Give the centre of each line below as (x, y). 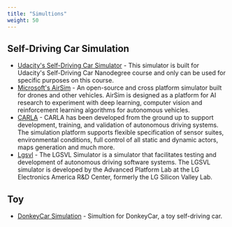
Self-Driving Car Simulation (68, 49)
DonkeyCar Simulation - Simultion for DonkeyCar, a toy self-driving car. (120, 216)
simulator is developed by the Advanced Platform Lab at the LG (108, 170)
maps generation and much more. (66, 147)
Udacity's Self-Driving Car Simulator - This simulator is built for (108, 66)
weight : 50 (23, 20)
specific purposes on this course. (65, 81)
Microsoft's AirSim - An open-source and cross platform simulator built (119, 88)
